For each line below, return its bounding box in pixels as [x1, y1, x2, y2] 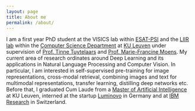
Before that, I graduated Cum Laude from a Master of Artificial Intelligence [6, 86, 187, 93]
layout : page [6, 8, 39, 15]
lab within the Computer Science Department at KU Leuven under [6, 42, 167, 49]
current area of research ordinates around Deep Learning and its [6, 54, 164, 62]
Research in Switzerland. [6, 99, 67, 106]
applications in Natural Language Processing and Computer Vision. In [6, 61, 176, 68]
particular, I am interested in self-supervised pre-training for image [6, 67, 170, 74]
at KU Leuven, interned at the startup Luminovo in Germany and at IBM [6, 92, 179, 99]
